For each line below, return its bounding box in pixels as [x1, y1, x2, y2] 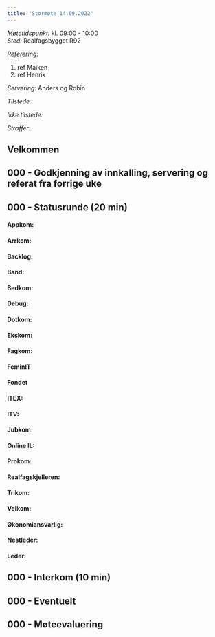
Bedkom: [7, 283, 34, 292]
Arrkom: [7, 236, 32, 245]
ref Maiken [16, 63, 48, 71]
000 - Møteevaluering [7, 618, 104, 631]
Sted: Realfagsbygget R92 [7, 36, 81, 45]
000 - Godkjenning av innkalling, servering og [7, 167, 208, 179]
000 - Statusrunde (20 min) [7, 201, 128, 213]
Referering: [7, 50, 39, 58]
